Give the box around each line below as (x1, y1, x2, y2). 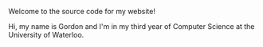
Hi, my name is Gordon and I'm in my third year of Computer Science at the (8, 22, 255, 31)
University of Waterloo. (8, 31, 84, 39)
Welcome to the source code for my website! (8, 7, 155, 16)
